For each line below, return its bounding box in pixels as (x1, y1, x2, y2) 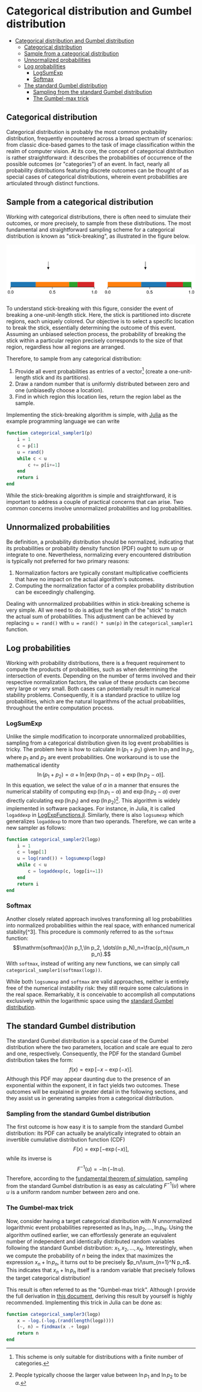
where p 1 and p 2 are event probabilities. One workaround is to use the (6, 753, 179, 762)
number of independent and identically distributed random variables (6, 1238, 175, 1245)
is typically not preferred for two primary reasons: (6, 557, 130, 565)
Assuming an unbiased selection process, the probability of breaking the (6, 330, 186, 337)
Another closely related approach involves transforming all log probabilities (6, 915, 192, 923)
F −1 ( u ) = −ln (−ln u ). (77, 1164, 125, 1172)
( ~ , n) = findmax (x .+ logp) (17, 1324, 90, 1330)
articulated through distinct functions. (6, 179, 100, 186)
